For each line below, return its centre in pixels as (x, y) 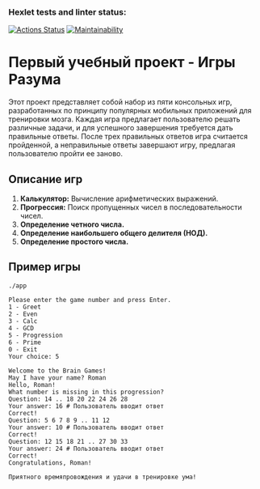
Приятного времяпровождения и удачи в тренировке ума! (103, 477)
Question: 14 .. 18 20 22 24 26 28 (68, 399)
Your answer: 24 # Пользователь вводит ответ (86, 449)
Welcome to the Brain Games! (57, 371)
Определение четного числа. (72, 224)
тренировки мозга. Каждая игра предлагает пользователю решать (124, 119)
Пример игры (44, 267)
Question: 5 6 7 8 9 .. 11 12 (59, 420)
